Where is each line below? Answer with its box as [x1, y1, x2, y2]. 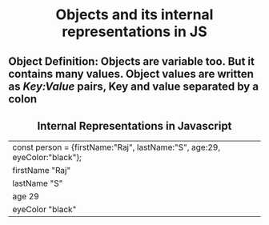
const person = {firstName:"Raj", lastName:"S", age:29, [12, 142, 221, 153]
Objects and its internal [55, 6, 214, 24]
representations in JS [62, 22, 207, 41]
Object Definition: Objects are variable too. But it [8, 54, 255, 68]
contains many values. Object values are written [8, 66, 255, 81]
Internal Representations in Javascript [37, 119, 232, 133]
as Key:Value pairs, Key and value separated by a [8, 79, 259, 93]
